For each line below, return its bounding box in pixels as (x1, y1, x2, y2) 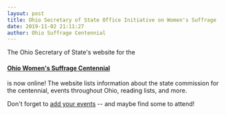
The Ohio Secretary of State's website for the (7, 48, 135, 56)
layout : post (7, 10, 45, 17)
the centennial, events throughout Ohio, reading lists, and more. (7, 87, 188, 95)
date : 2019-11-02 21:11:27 (7, 23, 84, 30)
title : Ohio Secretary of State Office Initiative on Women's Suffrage (7, 17, 216, 23)
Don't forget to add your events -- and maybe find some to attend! (7, 100, 195, 108)
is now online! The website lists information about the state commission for (7, 79, 219, 87)
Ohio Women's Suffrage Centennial (7, 63, 111, 72)
